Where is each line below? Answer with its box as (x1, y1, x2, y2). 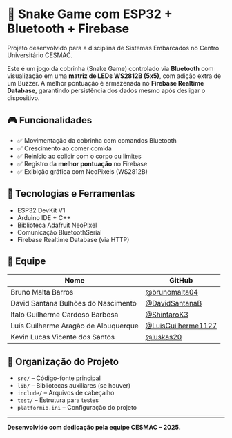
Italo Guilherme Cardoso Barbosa (10, 310, 119, 319)
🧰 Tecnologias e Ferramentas (7, 188, 135, 199)
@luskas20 (145, 332, 182, 342)
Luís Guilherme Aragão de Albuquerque (10, 321, 139, 330)
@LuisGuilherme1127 (145, 321, 217, 330)
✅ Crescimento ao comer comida (17, 144, 112, 152)
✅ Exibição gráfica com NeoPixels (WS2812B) (17, 167, 148, 175)
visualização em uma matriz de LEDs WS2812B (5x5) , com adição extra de (7, 72, 222, 80)
